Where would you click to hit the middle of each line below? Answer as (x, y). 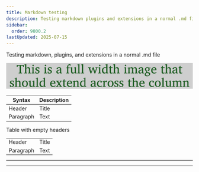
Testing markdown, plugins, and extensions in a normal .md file (83, 55)
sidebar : (17, 25)
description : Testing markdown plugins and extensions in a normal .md (96, 19)
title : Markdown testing (37, 12)
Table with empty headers (38, 130)
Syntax (22, 100)
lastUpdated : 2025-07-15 (37, 37)
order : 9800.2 (29, 31)
